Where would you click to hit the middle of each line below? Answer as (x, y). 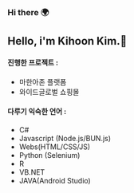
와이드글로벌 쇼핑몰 (49, 92)
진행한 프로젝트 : (33, 62)
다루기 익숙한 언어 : (37, 112)
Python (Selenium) (49, 155)
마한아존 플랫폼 (43, 81)
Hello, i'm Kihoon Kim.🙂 (67, 41)
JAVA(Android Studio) (55, 180)
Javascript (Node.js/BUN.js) (65, 138)
